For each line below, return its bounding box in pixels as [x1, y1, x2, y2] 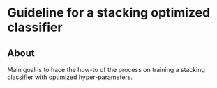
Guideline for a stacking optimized [7, 5, 211, 21]
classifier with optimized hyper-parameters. [7, 73, 133, 81]
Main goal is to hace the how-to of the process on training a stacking [7, 66, 206, 73]
